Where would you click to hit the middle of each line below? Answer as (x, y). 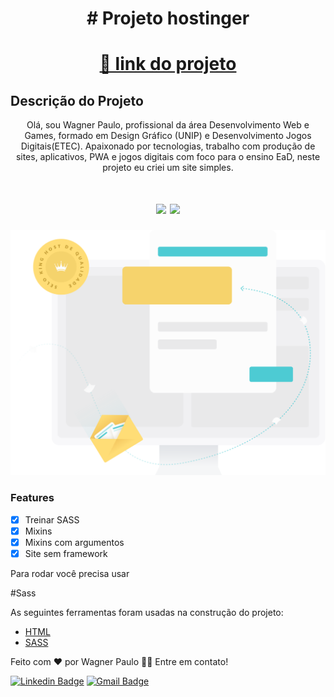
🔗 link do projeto (168, 64)
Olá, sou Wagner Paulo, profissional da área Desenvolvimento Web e (168, 125)
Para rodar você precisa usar (70, 573)
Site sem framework (66, 553)
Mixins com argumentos (74, 542)
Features (32, 498)
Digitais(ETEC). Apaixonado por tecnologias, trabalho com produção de (168, 146)
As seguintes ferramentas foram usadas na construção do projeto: (147, 612)
